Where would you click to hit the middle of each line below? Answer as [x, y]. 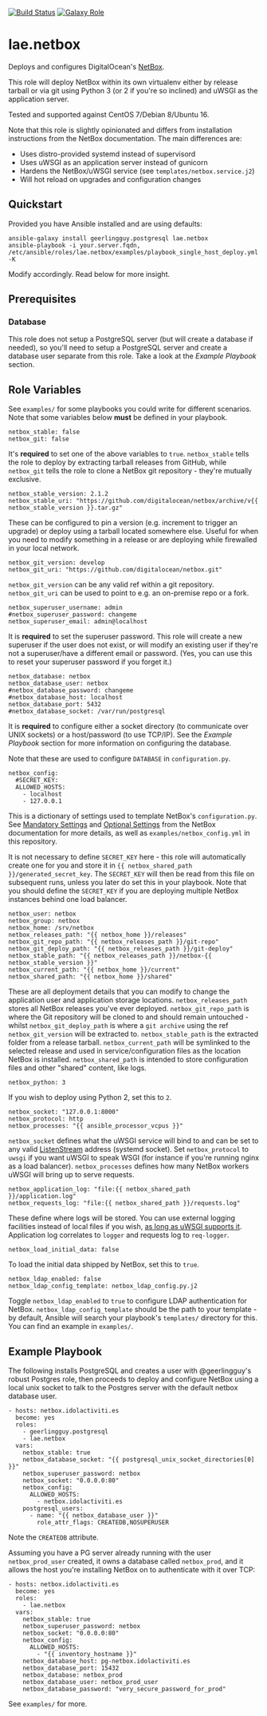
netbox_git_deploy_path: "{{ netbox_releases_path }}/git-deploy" [121, 949]
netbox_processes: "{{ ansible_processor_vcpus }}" [96, 1126]
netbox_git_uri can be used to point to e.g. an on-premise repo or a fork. [129, 593]
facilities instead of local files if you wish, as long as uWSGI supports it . [125, 1227]
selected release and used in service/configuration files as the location [125, 1051]
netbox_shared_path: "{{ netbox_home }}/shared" [90, 977]
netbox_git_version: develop [57, 563]
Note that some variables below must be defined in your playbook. [118, 417]
